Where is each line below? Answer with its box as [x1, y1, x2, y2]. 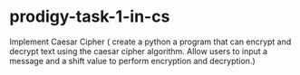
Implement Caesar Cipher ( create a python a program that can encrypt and [9, 36, 292, 47]
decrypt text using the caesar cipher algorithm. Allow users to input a [9, 45, 268, 56]
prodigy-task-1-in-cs [9, 6, 170, 27]
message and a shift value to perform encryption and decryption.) [9, 55, 256, 66]
